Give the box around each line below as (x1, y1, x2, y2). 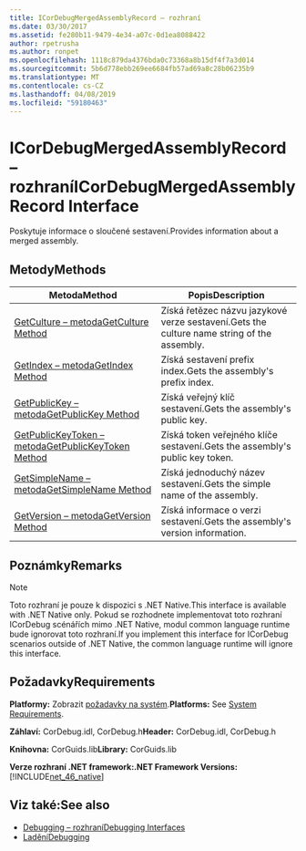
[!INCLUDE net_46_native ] (9, 771, 105, 782)
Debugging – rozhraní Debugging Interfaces (22, 822, 186, 833)
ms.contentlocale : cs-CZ (9, 81, 104, 90)
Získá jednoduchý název (160, 466, 266, 479)
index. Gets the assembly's (160, 365, 274, 378)
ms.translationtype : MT (9, 73, 100, 82)
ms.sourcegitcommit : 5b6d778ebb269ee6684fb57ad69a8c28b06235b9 (9, 65, 255, 74)
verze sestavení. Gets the (160, 316, 267, 328)
